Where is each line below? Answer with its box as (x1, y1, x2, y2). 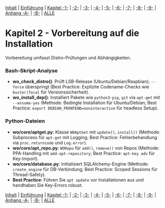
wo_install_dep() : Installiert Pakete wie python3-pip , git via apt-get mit (12, 94, 160, 100)
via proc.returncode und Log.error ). (12, 139, 87, 145)
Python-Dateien (5, 117, 45, 124)
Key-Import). (12, 155, 39, 161)
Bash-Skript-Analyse (5, 67, 58, 74)
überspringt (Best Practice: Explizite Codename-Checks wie (25, 84, 149, 90)
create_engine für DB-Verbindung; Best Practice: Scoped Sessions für (12, 166, 158, 172)
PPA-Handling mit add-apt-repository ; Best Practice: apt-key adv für (12, 150, 155, 156)
